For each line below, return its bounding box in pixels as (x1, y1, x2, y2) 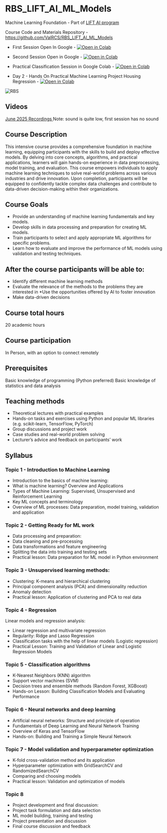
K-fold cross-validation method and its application (12, 757, 115, 763)
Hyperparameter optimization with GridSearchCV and (12, 762, 123, 768)
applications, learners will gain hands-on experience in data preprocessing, (5, 159, 160, 165)
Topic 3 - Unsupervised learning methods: (5, 567, 110, 574)
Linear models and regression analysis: (5, 618, 86, 624)
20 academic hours (5, 322, 45, 328)
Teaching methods (5, 397, 65, 406)
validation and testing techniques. (12, 250, 82, 257)
